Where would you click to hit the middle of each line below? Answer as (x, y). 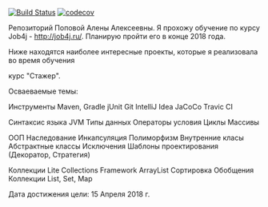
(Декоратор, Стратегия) (49, 155)
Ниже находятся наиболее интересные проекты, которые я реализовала (133, 52)
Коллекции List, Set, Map (50, 179)
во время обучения (42, 60)
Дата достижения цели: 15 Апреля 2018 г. (79, 194)
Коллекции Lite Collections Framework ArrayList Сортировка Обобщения (131, 170)
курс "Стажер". (35, 76)
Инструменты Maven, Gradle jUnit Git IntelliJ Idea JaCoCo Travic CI (121, 107)
